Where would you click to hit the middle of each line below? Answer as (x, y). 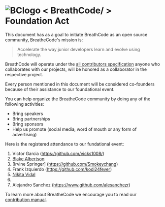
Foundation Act (37, 21)
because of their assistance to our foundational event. (60, 89)
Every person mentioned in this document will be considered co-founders (80, 84)
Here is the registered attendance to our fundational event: (65, 144)
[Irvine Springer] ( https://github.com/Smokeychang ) (65, 164)
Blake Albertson (28, 159)
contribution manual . (26, 200)
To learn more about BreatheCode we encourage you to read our (71, 194)
